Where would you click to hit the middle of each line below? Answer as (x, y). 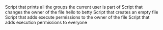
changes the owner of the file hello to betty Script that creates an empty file (82, 12)
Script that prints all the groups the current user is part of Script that (74, 7)
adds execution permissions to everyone (46, 22)
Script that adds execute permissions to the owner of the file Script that (77, 17)
